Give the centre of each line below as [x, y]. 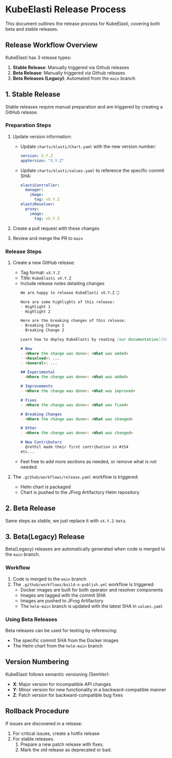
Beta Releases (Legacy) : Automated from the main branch [74, 78]
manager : [34, 190]
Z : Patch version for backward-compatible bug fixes [68, 695]
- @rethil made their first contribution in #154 [74, 447]
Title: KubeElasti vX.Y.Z [46, 278]
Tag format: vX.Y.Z [40, 272]
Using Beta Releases [31, 619]
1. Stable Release [33, 94]
